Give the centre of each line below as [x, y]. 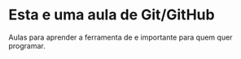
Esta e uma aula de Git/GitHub [112, 15]
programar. [27, 45]
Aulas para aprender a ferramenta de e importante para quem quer [120, 37]
